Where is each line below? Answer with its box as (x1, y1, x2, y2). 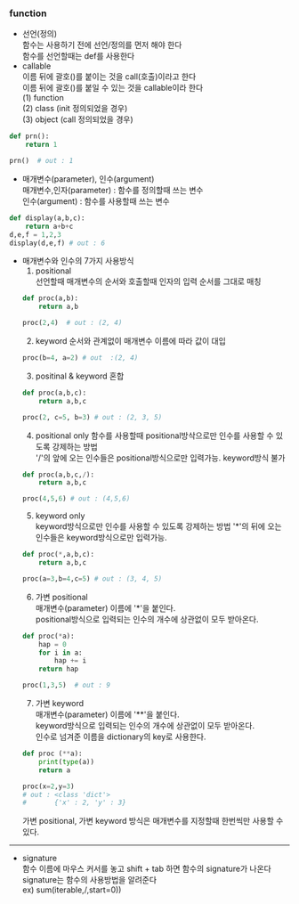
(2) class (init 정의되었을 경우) (21, 103, 128, 114)
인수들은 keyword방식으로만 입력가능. (35, 533, 167, 543)
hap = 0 (38, 639, 67, 648)
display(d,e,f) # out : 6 (9, 239, 105, 248)
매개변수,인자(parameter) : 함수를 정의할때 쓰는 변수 (21, 184, 204, 195)
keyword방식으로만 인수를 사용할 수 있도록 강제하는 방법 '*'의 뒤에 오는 (35, 521, 282, 532)
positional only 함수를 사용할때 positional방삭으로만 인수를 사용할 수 (35, 430, 274, 441)
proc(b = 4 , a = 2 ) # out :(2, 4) (21, 354, 139, 362)
